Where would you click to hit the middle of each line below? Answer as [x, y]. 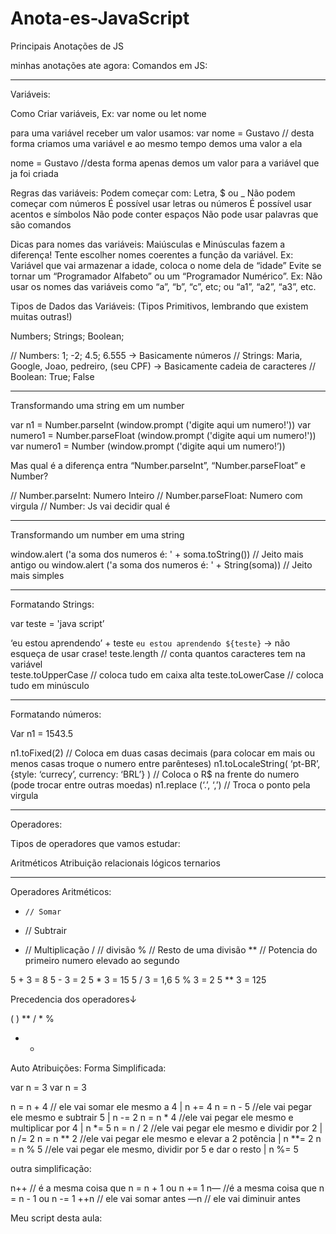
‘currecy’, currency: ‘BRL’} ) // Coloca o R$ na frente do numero [169, 774]
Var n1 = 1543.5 [42, 733]
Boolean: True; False [52, 376]
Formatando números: [56, 714]
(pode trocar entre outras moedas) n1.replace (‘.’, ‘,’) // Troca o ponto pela [160, 784]
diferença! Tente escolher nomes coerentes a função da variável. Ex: [152, 254]
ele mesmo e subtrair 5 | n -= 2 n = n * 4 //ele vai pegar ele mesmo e [152, 1117]
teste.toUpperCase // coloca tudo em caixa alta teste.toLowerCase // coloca [167, 674]
